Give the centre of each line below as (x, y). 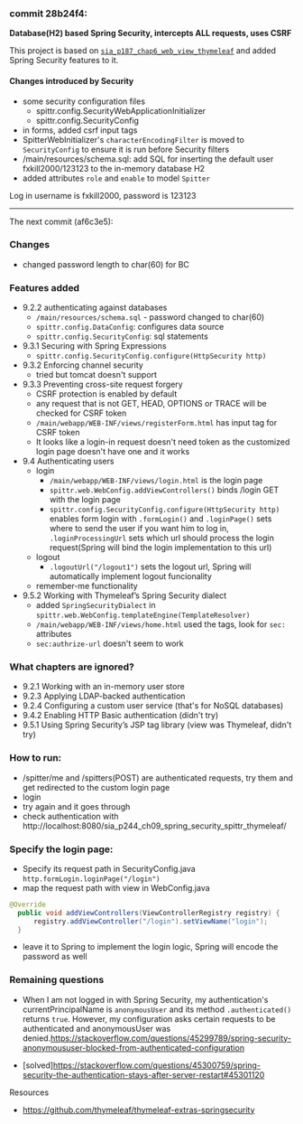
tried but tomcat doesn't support (96, 375)
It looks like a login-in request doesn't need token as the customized (163, 442)
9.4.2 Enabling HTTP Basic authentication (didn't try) (120, 716)
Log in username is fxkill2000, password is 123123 (103, 195)
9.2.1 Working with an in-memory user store (103, 687)
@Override (28, 904)
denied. (37, 1038)
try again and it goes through (76, 806)
